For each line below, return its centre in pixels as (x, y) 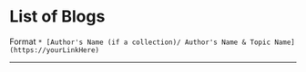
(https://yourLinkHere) (55, 50)
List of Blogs (57, 17)
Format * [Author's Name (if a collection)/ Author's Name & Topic (140, 41)
